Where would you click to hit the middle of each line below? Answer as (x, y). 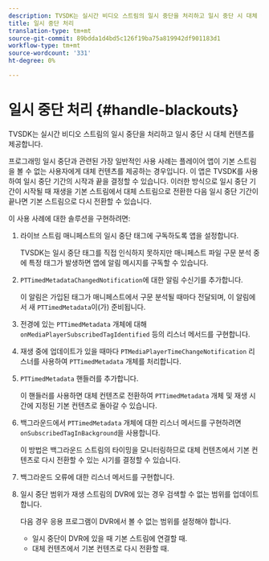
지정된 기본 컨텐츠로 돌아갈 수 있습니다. (96, 405)
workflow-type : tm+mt (45, 46)
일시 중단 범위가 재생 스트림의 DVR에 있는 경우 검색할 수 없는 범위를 (125, 494)
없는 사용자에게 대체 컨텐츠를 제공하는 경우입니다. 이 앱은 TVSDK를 (139, 171)
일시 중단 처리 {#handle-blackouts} (124, 110)
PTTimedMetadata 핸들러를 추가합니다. (79, 378)
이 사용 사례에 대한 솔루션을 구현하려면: (69, 218)
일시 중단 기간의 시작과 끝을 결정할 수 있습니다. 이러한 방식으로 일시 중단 (135, 181)
